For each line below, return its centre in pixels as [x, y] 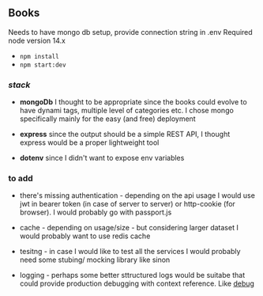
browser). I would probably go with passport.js [96, 212]
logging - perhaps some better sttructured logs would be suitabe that [132, 275]
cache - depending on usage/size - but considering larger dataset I [129, 228]
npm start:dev [43, 65]
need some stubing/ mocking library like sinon [95, 260]
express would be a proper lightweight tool [89, 142]
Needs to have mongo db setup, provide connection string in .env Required [130, 32]
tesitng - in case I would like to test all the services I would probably [130, 252]
